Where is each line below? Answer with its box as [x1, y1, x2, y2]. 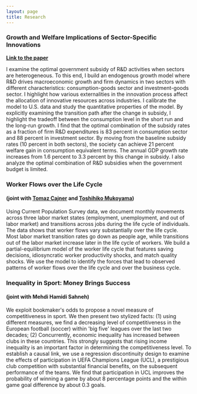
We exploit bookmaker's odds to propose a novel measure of [6, 306, 154, 313]
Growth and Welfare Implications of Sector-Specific [6, 34, 157, 42]
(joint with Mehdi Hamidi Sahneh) [6, 293, 89, 300]
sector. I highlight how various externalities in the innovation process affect [6, 91, 188, 98]
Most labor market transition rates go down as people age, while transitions [6, 233, 189, 240]
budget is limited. [6, 165, 48, 172]
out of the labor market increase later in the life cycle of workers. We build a [6, 239, 190, 246]
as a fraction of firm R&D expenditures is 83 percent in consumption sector [6, 128, 188, 135]
